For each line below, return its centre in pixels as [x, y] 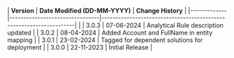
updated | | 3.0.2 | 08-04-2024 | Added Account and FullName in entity [110, 32]
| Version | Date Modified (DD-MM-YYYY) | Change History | [97, 11]
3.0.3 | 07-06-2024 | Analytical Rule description [155, 25]
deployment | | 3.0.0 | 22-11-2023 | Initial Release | [80, 47]
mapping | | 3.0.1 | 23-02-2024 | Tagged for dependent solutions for [105, 40]
